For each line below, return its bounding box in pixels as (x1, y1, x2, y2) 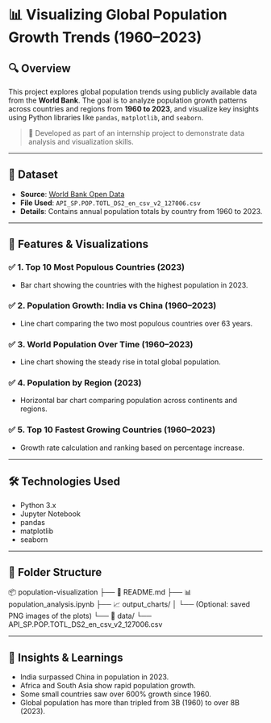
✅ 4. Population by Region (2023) (8, 377, 142, 389)
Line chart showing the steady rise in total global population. (19, 357, 222, 367)
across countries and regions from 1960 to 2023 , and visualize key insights (8, 104, 260, 113)
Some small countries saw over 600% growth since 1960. (19, 689, 212, 699)
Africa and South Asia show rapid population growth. (19, 681, 196, 691)
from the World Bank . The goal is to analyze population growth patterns (8, 95, 248, 105)
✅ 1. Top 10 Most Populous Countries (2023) (8, 262, 186, 273)
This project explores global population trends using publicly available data (8, 87, 257, 96)
